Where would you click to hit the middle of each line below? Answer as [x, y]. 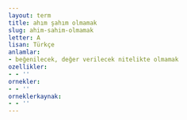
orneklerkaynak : [35, 96]
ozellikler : [28, 67]
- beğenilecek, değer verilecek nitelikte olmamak [93, 60]
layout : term [30, 15]
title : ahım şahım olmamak [53, 23]
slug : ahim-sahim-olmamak [51, 30]
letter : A [25, 37]
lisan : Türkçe [32, 45]
